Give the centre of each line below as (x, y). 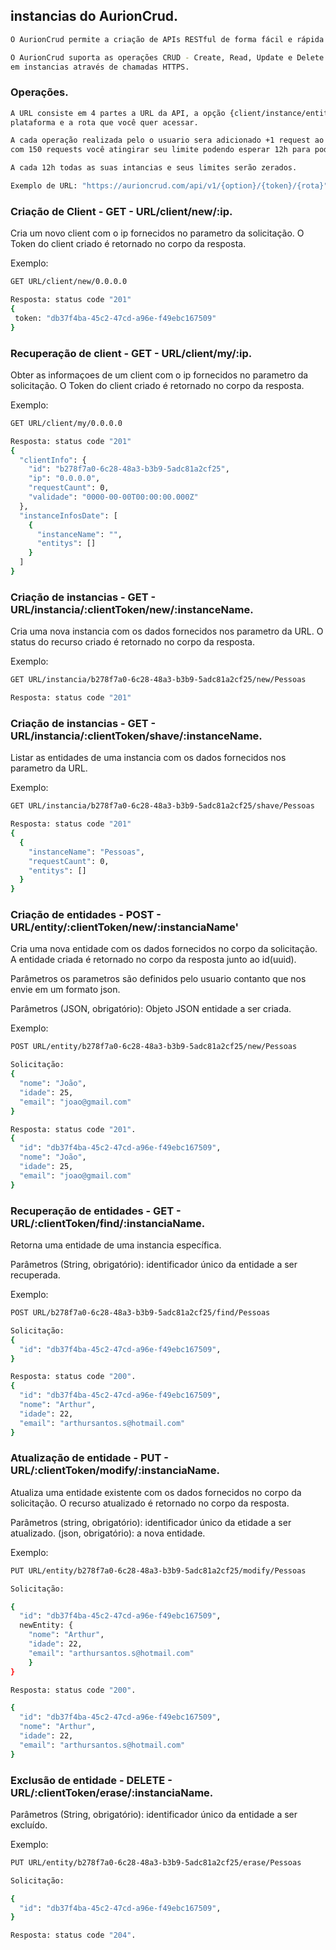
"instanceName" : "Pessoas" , (86, 852)
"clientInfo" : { (53, 460)
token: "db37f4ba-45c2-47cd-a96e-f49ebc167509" (115, 318)
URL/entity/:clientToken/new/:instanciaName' (125, 927)
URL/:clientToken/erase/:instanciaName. (112, 1792)
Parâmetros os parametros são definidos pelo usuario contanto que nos (158, 979)
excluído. (29, 1825)
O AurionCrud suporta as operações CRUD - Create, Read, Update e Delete (167, 57)
